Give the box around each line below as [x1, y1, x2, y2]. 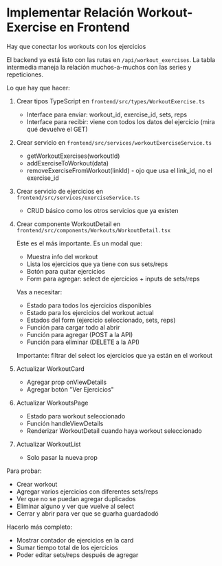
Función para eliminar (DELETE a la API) [26, 338, 140, 346]
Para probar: [6, 467, 42, 475]
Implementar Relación [6, 5, 135, 21]
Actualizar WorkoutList [16, 440, 81, 448]
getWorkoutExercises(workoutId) [26, 152, 120, 160]
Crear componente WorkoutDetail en [16, 219, 121, 228]
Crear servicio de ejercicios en [16, 187, 104, 195]
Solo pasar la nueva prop [26, 453, 98, 461]
